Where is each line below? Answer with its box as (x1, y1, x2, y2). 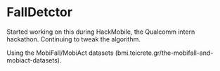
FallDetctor (6, 4, 73, 20)
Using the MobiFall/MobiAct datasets (6, 49, 114, 57)
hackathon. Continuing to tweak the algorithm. (6, 34, 141, 43)
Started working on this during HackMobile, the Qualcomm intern (6, 27, 195, 36)
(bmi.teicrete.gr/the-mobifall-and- (115, 49, 214, 57)
